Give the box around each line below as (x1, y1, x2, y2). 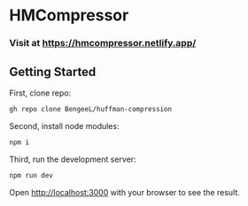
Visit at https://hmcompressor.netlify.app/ (9, 37, 197, 50)
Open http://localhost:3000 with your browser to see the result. (9, 187, 241, 197)
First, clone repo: (9, 88, 72, 98)
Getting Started (9, 64, 97, 80)
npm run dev (9, 171, 53, 179)
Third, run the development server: (9, 154, 136, 164)
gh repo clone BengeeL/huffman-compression (9, 104, 173, 113)
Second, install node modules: (9, 120, 120, 131)
